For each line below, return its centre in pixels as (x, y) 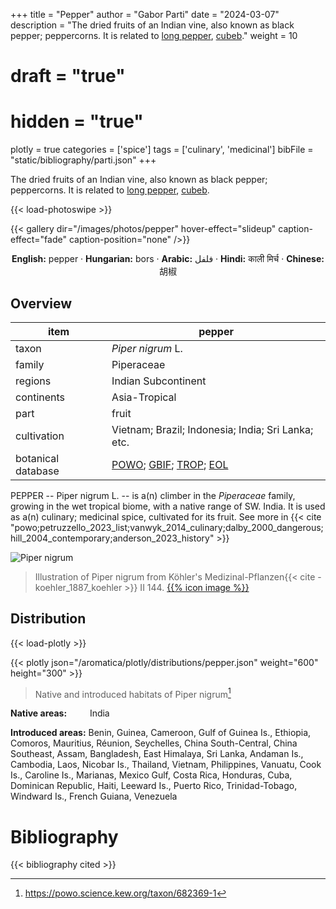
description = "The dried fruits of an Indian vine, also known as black (152, 25)
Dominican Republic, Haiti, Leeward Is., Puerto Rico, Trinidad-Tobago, (154, 786)
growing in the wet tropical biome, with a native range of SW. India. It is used (168, 506)
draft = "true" (68, 76)
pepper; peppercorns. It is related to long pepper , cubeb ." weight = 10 (154, 35)
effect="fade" (38, 240)
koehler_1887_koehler (78, 587)
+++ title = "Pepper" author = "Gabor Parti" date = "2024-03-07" (145, 14)
